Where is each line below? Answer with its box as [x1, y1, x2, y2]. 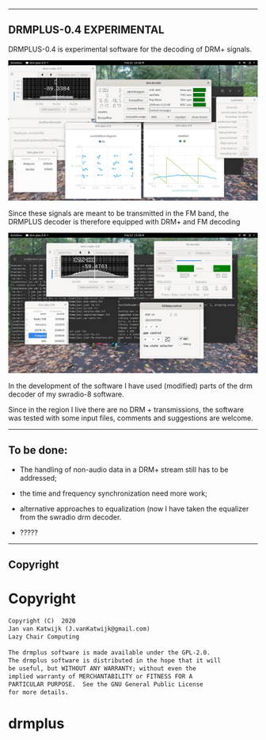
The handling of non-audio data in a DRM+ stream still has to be [19, 465, 229, 474]
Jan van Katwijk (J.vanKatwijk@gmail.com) [8, 624, 150, 633]
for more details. [8, 688, 69, 696]
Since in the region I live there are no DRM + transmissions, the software [8, 405, 244, 414]
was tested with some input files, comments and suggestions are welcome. [8, 413, 253, 423]
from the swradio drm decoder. [19, 512, 122, 522]
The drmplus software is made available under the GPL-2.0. [8, 648, 211, 657]
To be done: [8, 443, 68, 457]
